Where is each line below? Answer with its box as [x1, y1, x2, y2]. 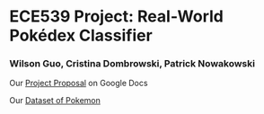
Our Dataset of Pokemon [9, 95, 101, 106]
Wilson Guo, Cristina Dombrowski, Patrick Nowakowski [9, 57, 256, 70]
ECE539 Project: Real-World [9, 6, 224, 27]
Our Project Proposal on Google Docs [9, 78, 148, 89]
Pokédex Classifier [9, 25, 153, 46]
